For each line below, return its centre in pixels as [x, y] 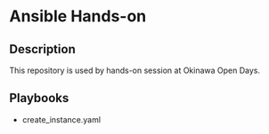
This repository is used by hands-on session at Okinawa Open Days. [135, 70]
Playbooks [39, 98]
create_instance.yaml [61, 119]
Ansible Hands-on [78, 16]
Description [42, 49]
